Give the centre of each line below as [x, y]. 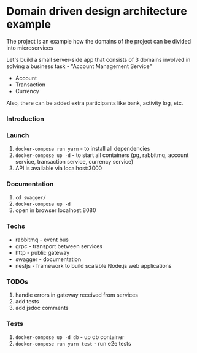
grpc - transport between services [59, 246]
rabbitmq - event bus [42, 240]
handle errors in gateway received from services [76, 295]
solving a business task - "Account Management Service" [79, 66]
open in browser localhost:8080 [56, 210]
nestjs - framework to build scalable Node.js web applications [93, 265]
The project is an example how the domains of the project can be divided [99, 41]
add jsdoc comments [42, 308]
